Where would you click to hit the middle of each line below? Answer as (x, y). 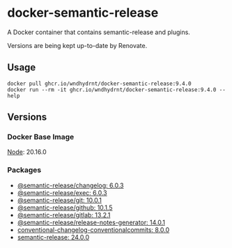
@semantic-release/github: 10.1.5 (65, 208)
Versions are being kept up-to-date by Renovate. (77, 45)
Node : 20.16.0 (27, 152)
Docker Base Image (41, 137)
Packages (24, 170)
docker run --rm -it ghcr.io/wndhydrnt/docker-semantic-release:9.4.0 (112, 90)
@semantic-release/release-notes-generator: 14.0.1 (91, 222)
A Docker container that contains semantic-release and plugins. (99, 32)
